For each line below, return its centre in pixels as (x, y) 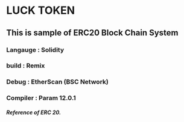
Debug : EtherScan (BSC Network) (57, 82)
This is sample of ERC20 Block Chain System (92, 33)
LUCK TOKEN (41, 11)
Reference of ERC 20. (34, 112)
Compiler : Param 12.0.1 (41, 98)
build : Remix (26, 66)
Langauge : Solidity (35, 50)
